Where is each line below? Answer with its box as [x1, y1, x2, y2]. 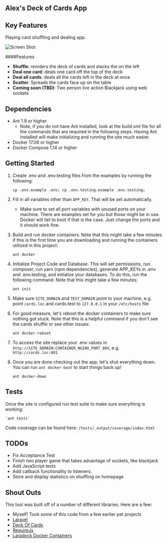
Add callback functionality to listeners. [12, 468, 92, 474]
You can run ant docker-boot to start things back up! [12, 364, 122, 370]
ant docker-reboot [12, 330, 51, 335]
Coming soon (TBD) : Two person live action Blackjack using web [12, 85, 147, 91]
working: [5, 406, 24, 412]
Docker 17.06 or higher [12, 139, 59, 145]
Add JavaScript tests [12, 463, 56, 469]
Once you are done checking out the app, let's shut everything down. [12, 358, 156, 365]
